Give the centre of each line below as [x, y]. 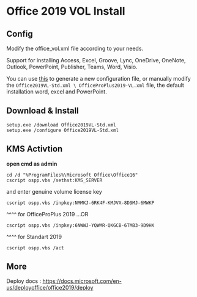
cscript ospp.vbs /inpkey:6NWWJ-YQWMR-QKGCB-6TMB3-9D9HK [80, 225]
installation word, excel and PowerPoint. [57, 92]
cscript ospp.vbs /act [35, 248]
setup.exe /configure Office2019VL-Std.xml [63, 130]
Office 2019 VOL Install [66, 11]
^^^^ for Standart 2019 [34, 237]
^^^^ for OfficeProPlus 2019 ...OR [47, 214]
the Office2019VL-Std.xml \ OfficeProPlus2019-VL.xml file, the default [95, 85]
